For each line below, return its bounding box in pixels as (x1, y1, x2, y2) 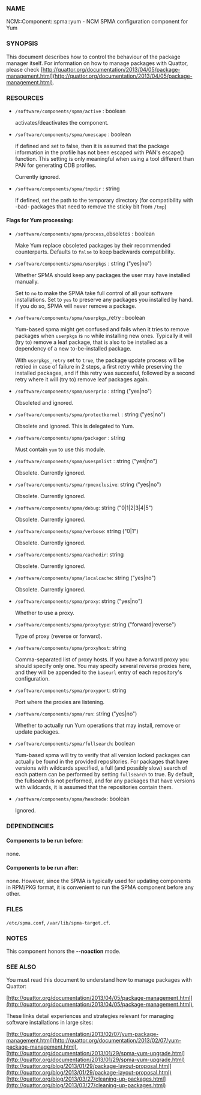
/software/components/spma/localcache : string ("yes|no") (14, 574, 156, 582)
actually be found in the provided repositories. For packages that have (14, 758, 189, 766)
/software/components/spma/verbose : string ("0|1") (14, 528, 139, 535)
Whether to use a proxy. (14, 610, 75, 617)
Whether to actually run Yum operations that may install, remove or (14, 722, 181, 729)
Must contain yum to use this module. (14, 446, 106, 453)
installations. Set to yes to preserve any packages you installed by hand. (14, 296, 193, 304)
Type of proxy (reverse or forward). (14, 632, 103, 640)
